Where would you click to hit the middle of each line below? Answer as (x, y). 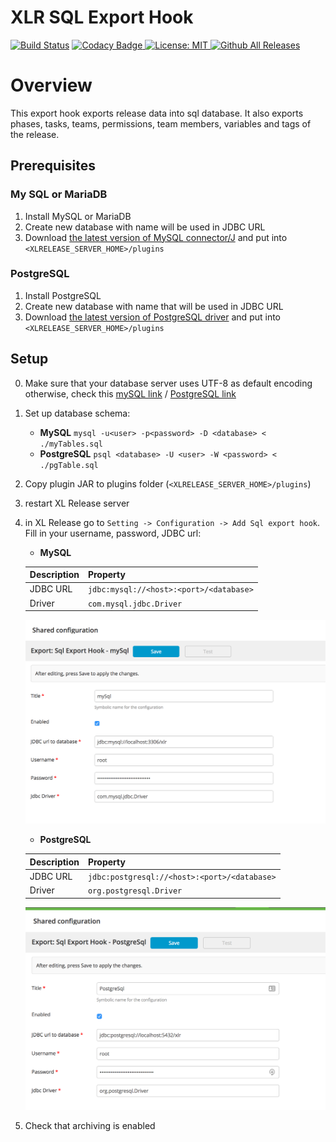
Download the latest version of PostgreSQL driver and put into (152, 317)
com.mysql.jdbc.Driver (135, 604)
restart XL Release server (77, 503)
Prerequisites (53, 166)
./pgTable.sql (69, 465)
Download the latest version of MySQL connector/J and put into (156, 237)
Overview (51, 85)
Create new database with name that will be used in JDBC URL (154, 306)
